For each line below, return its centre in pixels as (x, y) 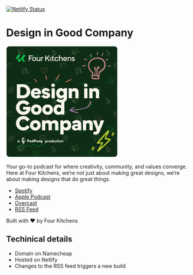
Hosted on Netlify (36, 260)
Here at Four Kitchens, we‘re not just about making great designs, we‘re (93, 173)
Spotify (23, 190)
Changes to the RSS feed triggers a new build (70, 266)
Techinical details (39, 239)
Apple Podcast (32, 197)
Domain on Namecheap (43, 253)
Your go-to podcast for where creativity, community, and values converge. (97, 166)
